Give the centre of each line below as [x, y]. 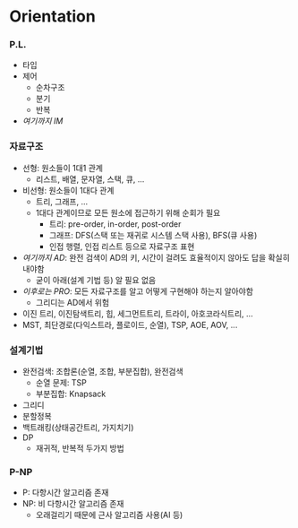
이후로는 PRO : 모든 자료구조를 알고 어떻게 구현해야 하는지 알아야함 [137, 291]
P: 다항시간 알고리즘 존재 [65, 493]
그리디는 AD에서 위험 [72, 302]
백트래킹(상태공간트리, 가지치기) [78, 428]
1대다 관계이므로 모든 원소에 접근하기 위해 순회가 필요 [128, 212]
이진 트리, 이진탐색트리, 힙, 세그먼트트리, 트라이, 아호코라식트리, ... [137, 313]
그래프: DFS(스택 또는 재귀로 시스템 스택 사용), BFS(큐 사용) [153, 235]
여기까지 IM [43, 121]
